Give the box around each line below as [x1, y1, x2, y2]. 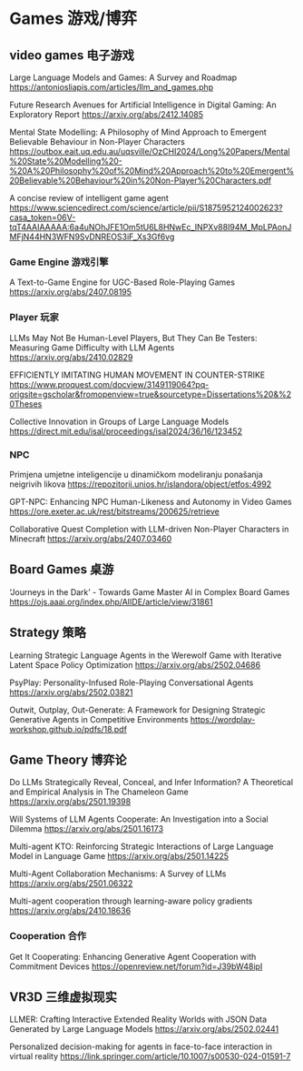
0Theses [9, 398, 43, 409]
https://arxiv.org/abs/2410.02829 [9, 351, 133, 362]
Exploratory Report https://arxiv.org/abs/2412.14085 [9, 109, 204, 119]
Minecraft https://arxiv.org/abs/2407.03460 [9, 533, 172, 544]
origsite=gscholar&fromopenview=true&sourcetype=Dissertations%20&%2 [9, 389, 292, 399]
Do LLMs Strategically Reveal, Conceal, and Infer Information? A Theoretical [9, 777, 293, 788]
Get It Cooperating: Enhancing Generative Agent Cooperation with [9, 951, 257, 962]
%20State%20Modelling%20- [9, 156, 122, 167]
